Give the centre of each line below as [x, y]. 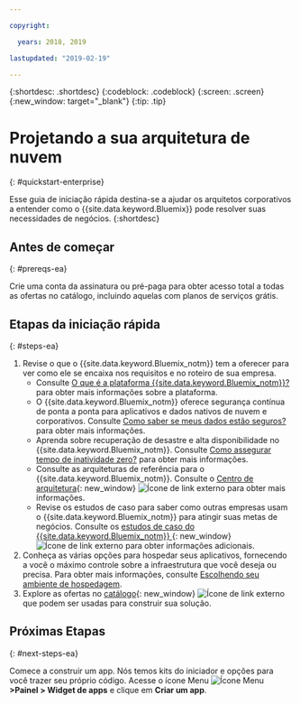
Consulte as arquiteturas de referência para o [120, 468]
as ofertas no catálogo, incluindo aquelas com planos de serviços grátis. [144, 296]
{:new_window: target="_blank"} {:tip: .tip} [88, 101]
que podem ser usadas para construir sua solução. [117, 603]
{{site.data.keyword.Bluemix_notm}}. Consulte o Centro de [145, 478]
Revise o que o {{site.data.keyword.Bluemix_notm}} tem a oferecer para [156, 363]
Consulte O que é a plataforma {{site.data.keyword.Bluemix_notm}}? [163, 382]
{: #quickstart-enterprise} [57, 182]
